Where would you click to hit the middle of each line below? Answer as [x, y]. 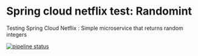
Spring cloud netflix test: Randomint [99, 11]
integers [17, 34]
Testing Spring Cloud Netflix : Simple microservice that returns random [95, 28]
